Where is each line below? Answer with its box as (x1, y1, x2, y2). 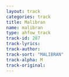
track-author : (6, 46, 41, 52)
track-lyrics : (6, 41, 41, 47)
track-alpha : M (6, 57, 43, 63)
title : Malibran (6, 19, 46, 25)
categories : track (6, 14, 51, 20)
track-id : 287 (6, 35, 41, 41)
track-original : (6, 62, 46, 68)
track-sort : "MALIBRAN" (6, 52, 64, 57)
